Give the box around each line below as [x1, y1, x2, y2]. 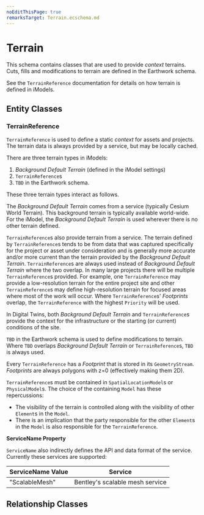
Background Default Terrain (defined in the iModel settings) [15, 166, 166, 173]
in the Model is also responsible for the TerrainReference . [15, 423, 158, 431]
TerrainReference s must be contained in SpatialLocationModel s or [6, 379, 173, 386]
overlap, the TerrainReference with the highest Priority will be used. [6, 299, 180, 306]
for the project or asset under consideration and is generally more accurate [6, 247, 195, 254]
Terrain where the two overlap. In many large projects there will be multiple [6, 266, 195, 274]
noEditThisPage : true [6, 9, 62, 15]
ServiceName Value [9, 468, 68, 477]
